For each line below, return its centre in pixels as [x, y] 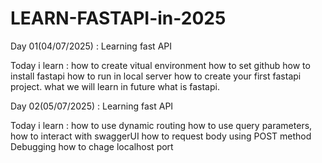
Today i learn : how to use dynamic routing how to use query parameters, [161, 125]
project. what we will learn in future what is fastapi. [115, 86]
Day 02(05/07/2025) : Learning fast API [92, 106]
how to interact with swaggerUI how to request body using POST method [161, 136]
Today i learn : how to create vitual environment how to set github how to [160, 65]
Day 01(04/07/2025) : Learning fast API [91, 46]
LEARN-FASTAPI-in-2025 [118, 18]
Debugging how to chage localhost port [92, 146]
